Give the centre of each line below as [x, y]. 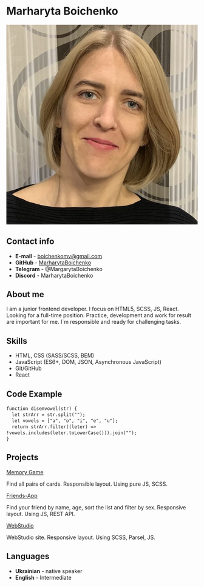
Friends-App [22, 495]
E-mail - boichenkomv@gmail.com [59, 256]
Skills [17, 341]
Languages [28, 556]
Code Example [34, 394]
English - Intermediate [43, 577]
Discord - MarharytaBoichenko [54, 275]
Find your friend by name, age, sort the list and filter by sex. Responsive [96, 507]
